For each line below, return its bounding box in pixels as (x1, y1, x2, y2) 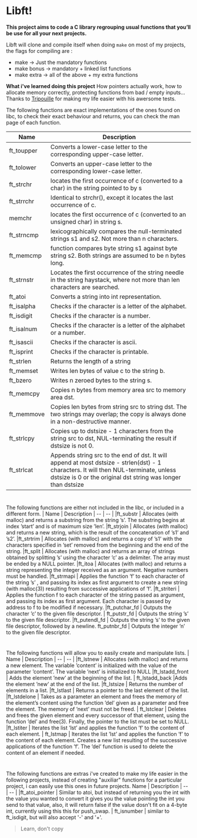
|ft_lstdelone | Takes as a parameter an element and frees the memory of (6, 693, 182, 700)
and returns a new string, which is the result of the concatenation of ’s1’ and (6, 529, 189, 536)
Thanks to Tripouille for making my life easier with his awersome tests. (6, 95, 176, 102)
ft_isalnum (9, 325, 38, 333)
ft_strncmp (9, 231, 39, 239)
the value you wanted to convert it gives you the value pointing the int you (6, 795, 185, 802)
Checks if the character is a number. (50, 311, 151, 319)
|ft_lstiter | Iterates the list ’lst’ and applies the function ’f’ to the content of (6, 724, 185, 732)
